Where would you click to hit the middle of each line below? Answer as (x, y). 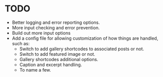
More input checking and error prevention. (56, 27)
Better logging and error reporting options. (56, 22)
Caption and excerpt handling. (51, 65)
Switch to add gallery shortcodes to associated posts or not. (82, 49)
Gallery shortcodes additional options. (59, 59)
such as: (21, 43)
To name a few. (35, 70)
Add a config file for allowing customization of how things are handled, (85, 38)
